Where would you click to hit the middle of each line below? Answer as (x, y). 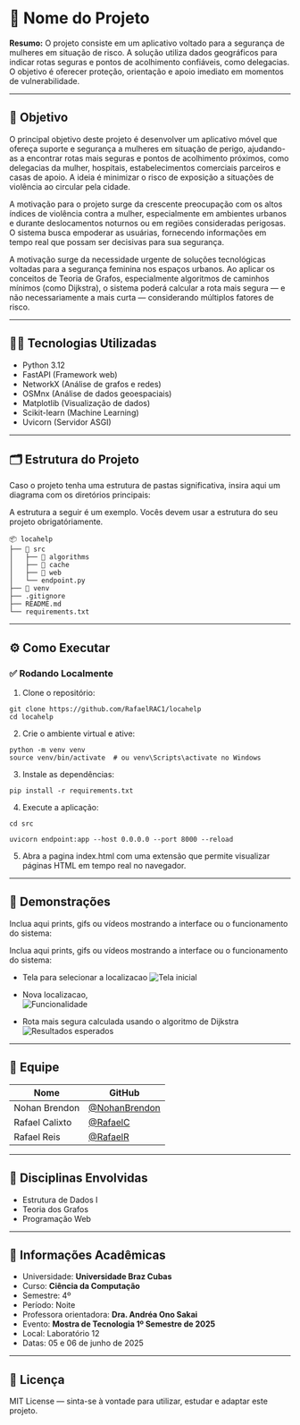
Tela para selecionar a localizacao (85, 977)
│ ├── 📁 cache (39, 565)
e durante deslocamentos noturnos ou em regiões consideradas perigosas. (147, 223)
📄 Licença (37, 1380)
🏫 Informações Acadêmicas (88, 1255)
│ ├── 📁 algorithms (50, 557)
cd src (21, 824)
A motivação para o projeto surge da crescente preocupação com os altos (146, 204)
